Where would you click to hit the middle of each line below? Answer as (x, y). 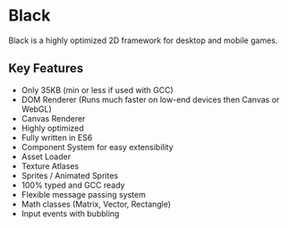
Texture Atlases (50, 165)
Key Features (46, 68)
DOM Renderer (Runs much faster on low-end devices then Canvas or (150, 99)
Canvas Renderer (53, 118)
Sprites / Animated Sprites (69, 175)
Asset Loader (46, 156)
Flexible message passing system (84, 194)
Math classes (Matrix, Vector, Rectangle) (96, 204)
